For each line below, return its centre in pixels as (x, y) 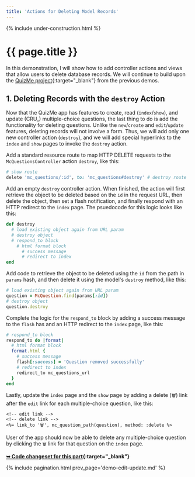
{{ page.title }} (42, 52)
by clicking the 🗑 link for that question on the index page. (75, 444)
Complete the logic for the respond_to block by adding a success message (96, 318)
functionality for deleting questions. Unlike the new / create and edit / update (95, 125)
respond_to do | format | (35, 340)
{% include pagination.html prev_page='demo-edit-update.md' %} (86, 468)
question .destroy (27, 307)
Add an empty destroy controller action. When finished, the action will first (95, 189)
